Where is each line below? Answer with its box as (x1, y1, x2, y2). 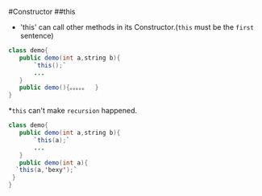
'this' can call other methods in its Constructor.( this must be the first (19, 22, 254, 31)
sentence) (19, 31, 54, 40)
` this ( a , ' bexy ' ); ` (15, 166, 78, 174)
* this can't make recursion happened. (8, 106, 138, 116)
